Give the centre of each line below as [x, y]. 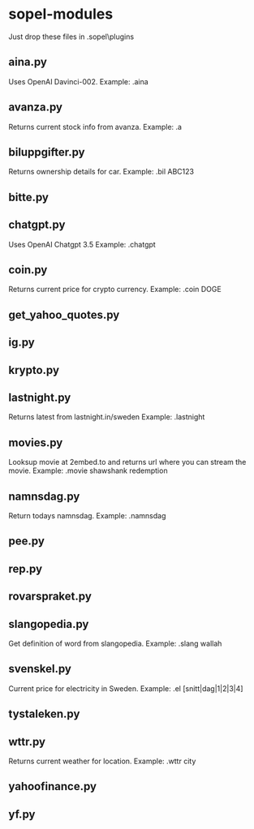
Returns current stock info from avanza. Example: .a [95, 127]
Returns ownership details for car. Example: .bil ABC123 [101, 172]
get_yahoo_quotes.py [64, 314]
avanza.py [36, 107]
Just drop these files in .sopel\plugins [71, 37]
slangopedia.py [49, 624]
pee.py [26, 541]
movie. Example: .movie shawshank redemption [88, 470]
